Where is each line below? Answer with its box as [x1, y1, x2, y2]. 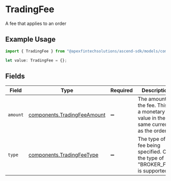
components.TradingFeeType [28, 152, 99, 159]
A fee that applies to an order [5, 20, 67, 26]
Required [110, 87, 133, 94]
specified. [137, 148, 162, 156]
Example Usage [5, 35, 56, 44]
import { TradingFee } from [5, 48, 65, 54]
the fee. [137, 102, 156, 109]
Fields [5, 72, 25, 80]
